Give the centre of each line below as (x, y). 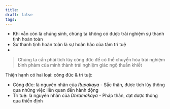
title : (12, 10)
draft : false (19, 15)
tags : (11, 19)
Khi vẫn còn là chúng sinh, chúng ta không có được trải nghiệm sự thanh (88, 34)
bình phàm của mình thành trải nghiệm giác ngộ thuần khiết (80, 65)
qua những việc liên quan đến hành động (56, 90)
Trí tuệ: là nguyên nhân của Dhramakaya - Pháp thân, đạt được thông (85, 96)
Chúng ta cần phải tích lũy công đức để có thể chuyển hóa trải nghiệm (91, 60)
